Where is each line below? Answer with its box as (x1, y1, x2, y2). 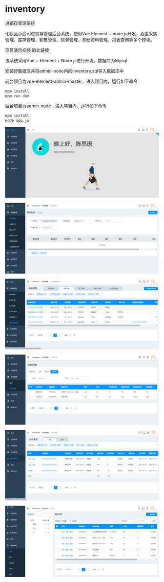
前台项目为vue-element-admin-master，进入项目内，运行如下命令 (5, 78, 138, 84)
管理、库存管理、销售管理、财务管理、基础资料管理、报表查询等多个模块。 (5, 37, 155, 43)
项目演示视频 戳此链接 (5, 47, 49, 53)
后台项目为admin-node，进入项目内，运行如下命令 (5, 103, 107, 109)
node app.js (5, 118, 29, 123)
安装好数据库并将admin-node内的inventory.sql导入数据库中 (5, 68, 124, 74)
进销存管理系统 (5, 20, 35, 26)
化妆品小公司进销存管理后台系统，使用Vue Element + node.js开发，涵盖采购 (5, 30, 158, 36)
